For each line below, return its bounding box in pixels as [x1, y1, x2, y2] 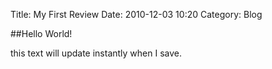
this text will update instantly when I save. [10, 47, 183, 59]
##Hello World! [10, 28, 73, 39]
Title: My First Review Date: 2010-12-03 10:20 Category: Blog [10, 9, 263, 20]
